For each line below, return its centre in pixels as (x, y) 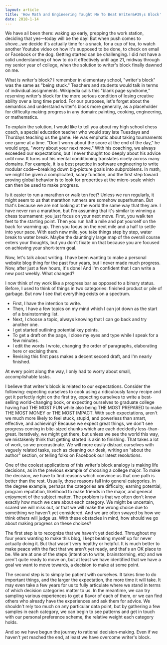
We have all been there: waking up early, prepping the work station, (75, 33)
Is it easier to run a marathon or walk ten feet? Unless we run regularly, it (80, 195)
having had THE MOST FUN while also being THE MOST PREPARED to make (83, 408)
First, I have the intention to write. (47, 304)
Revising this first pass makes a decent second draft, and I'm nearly (82, 356)
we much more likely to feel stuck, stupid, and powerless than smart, (76, 418)
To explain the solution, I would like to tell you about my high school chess (81, 127)
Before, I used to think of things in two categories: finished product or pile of (83, 289)
